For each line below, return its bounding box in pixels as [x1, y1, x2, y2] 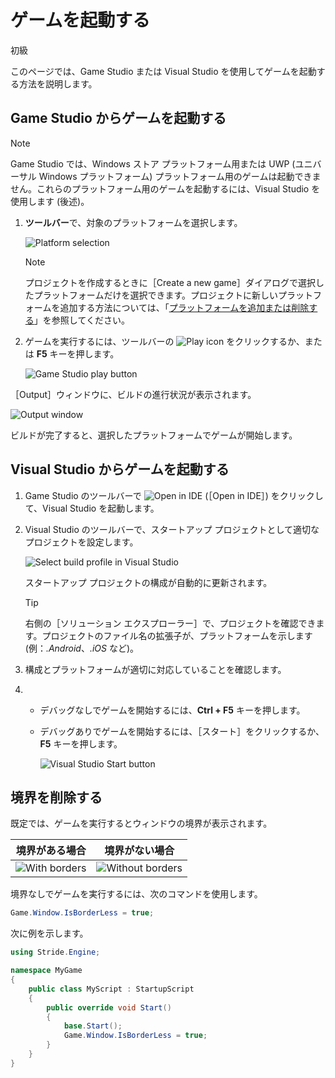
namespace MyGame [10, 966, 83, 976]
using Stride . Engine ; [10, 947, 101, 958]
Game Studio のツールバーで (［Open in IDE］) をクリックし [24, 489, 324, 501]
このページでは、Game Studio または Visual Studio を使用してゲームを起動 [10, 65, 317, 77]
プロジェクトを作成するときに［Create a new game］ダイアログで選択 [24, 276, 317, 288]
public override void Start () [46, 1002, 172, 1013]
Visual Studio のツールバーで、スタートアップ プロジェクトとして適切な [24, 523, 320, 535]
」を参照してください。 [33, 314, 130, 326]
